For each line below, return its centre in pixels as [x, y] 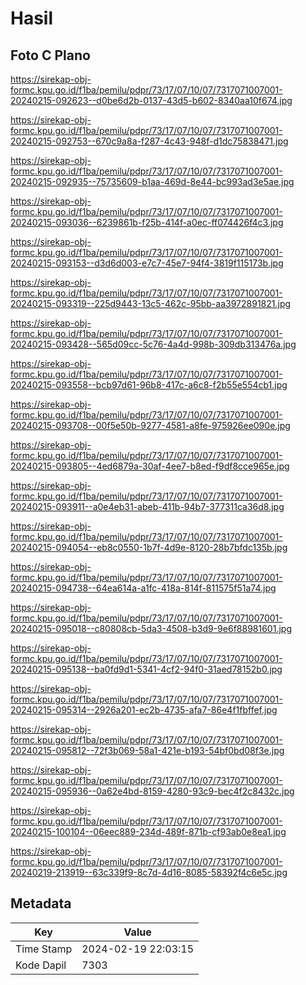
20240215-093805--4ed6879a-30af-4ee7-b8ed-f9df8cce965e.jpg [150, 466]
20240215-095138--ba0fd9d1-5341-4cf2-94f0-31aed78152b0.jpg [146, 669]
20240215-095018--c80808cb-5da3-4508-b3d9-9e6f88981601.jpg [151, 628]
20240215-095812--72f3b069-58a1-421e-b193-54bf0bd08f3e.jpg [147, 750]
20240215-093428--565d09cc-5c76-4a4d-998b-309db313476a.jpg [153, 344]
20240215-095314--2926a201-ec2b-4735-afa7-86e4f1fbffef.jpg [144, 710]
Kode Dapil [41, 965]
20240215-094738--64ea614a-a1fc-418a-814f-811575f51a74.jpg [143, 588]
